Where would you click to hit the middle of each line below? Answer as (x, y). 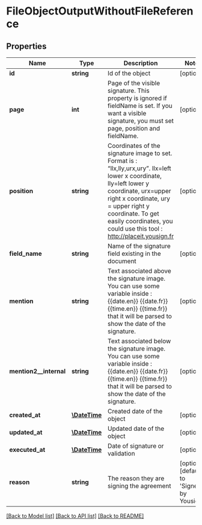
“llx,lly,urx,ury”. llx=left (139, 168)
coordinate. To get (133, 214)
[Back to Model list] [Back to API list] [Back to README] (75, 516)
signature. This (128, 91)
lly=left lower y (128, 183)
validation (121, 453)
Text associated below (139, 341)
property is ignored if (137, 98)
